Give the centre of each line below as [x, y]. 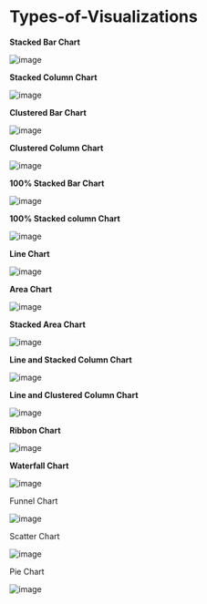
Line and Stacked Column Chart [71, 359]
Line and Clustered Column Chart [74, 394]
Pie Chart [27, 571]
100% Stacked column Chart [65, 218]
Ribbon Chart [35, 430]
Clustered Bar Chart [48, 112]
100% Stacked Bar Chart [57, 183]
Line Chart [30, 253]
